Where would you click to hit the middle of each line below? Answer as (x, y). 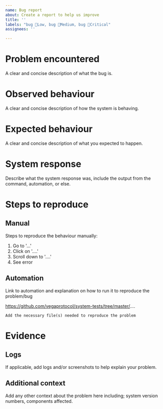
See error (23, 262)
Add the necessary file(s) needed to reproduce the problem (71, 315)
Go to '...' (22, 246)
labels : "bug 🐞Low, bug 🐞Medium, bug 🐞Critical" (58, 24)
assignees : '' (20, 29)
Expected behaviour (49, 129)
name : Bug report (24, 10)
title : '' (16, 20)
